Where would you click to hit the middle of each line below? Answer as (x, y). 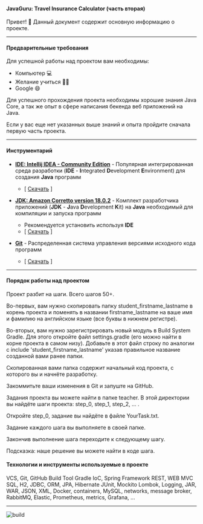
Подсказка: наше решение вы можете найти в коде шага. (81, 451)
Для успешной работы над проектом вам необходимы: (78, 61)
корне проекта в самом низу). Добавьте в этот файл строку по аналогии (100, 343)
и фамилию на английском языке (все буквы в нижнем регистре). (92, 319)
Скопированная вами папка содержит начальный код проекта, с (90, 367)
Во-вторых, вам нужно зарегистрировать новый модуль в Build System (98, 330)
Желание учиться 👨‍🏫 (42, 82)
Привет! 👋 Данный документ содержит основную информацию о (91, 22)
